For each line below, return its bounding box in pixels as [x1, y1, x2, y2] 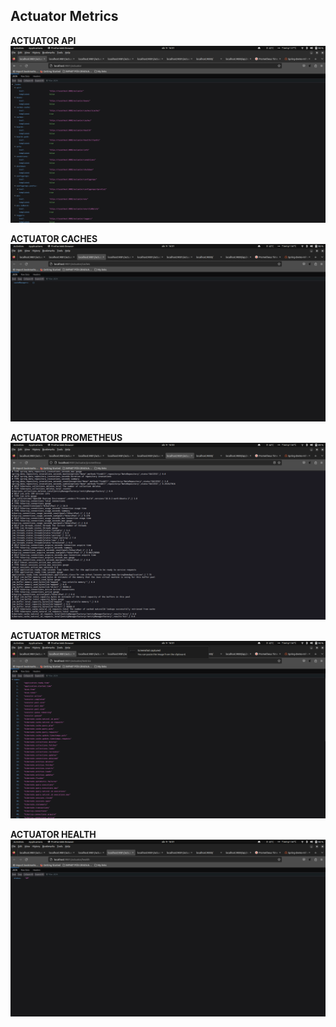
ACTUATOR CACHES [10, 233, 98, 245]
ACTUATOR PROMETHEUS [10, 431, 123, 443]
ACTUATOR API [10, 34, 77, 46]
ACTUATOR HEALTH [10, 828, 97, 840]
